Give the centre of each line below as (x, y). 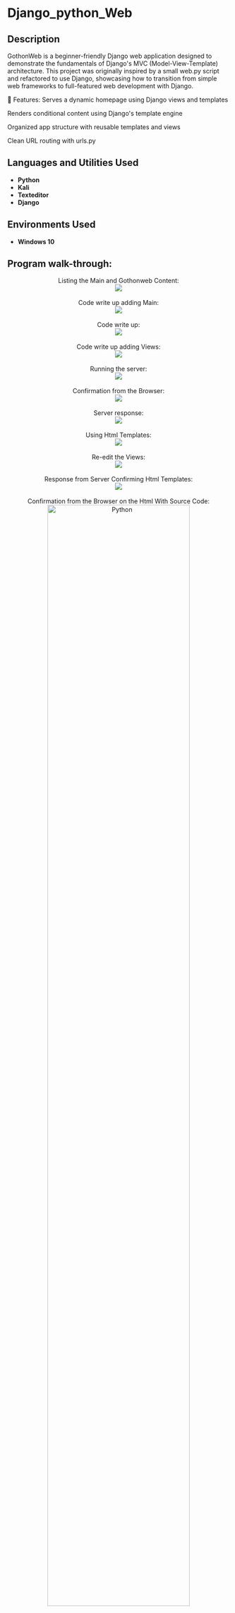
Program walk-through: (60, 264)
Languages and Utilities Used (73, 163)
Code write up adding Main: (119, 303)
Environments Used (52, 225)
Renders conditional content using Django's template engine (95, 113)
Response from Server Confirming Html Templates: (119, 479)
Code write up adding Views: (119, 347)
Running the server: (119, 369)
